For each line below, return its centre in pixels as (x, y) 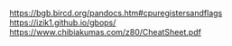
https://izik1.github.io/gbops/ (63, 23)
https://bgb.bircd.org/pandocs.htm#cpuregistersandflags (116, 13)
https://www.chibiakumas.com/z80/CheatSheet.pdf (105, 32)
